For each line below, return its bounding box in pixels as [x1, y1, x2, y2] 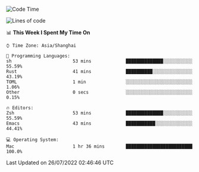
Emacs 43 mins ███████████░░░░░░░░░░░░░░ [6, 120, 193, 126]
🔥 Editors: [6, 105, 34, 111]
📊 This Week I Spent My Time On [6, 29, 90, 36]
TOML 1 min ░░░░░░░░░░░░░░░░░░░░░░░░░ [6, 79, 193, 85]
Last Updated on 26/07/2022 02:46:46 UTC [6, 159, 114, 166]
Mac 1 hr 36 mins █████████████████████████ [6, 144, 193, 149]
